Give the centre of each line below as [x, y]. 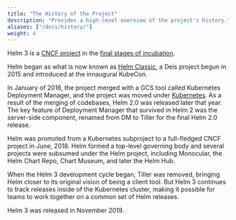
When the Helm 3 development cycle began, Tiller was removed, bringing [113, 174]
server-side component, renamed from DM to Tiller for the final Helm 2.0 [112, 118]
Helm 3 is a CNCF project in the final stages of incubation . [91, 53]
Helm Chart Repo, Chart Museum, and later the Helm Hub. [91, 161]
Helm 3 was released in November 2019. [66, 210]
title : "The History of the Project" [63, 14]
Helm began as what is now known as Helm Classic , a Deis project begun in [117, 67]
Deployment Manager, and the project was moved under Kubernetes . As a [114, 95]
